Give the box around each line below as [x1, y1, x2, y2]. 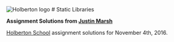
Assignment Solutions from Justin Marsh [6, 17, 113, 25]
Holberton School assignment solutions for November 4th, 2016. [6, 29, 168, 36]
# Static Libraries [51, 6, 95, 13]
